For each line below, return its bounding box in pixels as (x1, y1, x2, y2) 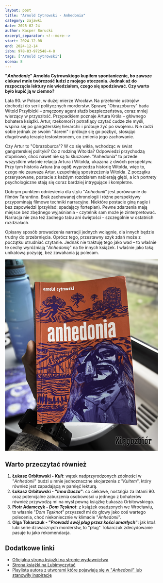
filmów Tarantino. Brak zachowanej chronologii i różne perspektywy (5, 194, 141, 200)
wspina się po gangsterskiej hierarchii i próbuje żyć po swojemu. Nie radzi (5, 124, 153, 130)
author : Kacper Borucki (5, 28, 53, 33)
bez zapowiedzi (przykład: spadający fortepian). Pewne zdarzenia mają (5, 204, 148, 210)
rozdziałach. (5, 220, 30, 226)
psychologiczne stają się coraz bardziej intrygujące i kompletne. (5, 180, 133, 185)
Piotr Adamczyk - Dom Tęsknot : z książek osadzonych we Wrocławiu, (12, 504, 154, 510)
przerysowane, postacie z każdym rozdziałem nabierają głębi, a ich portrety (5, 174, 157, 180)
